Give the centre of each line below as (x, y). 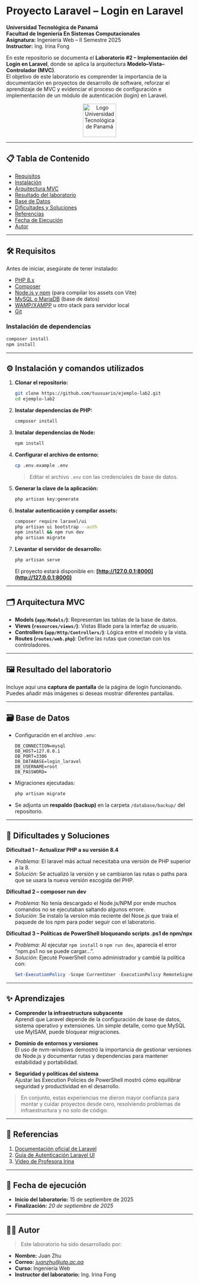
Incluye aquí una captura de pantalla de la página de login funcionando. (94, 687)
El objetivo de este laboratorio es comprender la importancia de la (86, 76)
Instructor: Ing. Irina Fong (38, 46)
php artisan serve (37, 560)
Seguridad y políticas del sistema (57, 1073)
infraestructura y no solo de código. (64, 1110)
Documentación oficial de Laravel (55, 1148)
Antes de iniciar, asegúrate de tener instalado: (62, 268)
